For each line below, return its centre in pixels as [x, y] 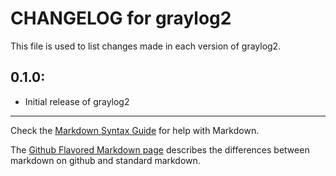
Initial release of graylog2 [77, 101]
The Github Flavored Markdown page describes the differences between [160, 149]
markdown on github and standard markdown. [105, 160]
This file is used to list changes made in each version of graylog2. [146, 46]
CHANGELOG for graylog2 [121, 18]
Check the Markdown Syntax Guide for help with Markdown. [135, 130]
